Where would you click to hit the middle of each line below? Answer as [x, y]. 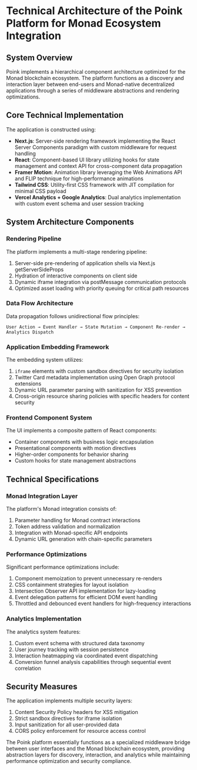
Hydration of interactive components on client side [76, 276]
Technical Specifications [53, 479]
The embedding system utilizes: [45, 360]
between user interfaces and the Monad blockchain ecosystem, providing [95, 749]
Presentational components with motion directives [75, 448]
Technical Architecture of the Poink [94, 11]
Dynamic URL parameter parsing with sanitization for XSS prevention [98, 390]
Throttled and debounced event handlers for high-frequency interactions [103, 604]
